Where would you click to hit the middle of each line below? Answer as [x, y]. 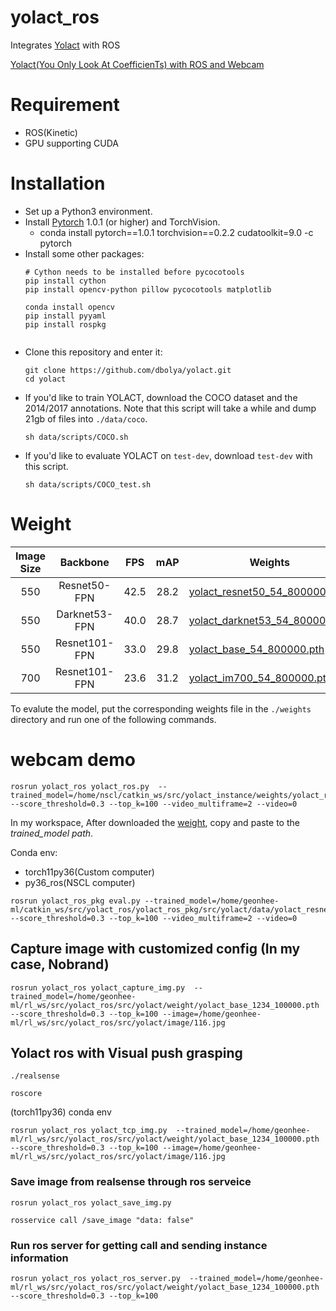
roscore [26, 1094]
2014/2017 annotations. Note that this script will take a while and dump [170, 408]
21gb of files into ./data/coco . [86, 418]
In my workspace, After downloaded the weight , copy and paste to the [155, 822]
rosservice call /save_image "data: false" [102, 1220]
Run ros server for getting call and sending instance [139, 1245]
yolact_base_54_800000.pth [256, 649]
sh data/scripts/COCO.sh [76, 437]
